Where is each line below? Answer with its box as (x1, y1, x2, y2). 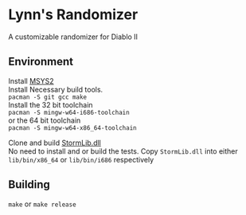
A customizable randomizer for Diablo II (8, 32, 138, 41)
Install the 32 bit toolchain (8, 100, 93, 109)
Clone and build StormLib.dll (8, 138, 102, 147)
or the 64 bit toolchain (8, 115, 81, 125)
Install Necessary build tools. (8, 84, 103, 94)
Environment (8, 55, 74, 68)
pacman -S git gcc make (8, 93, 88, 101)
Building (8, 178, 50, 192)
